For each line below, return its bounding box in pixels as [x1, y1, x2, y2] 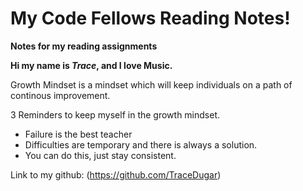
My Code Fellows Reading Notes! [10, 7, 291, 30]
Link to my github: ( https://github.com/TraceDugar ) [10, 168, 222, 181]
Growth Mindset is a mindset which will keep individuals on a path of [10, 78, 293, 91]
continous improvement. [10, 89, 111, 101]
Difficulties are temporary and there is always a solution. [24, 138, 258, 151]
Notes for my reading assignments [10, 40, 158, 52]
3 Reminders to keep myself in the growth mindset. [10, 108, 221, 121]
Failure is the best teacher [24, 128, 133, 140]
